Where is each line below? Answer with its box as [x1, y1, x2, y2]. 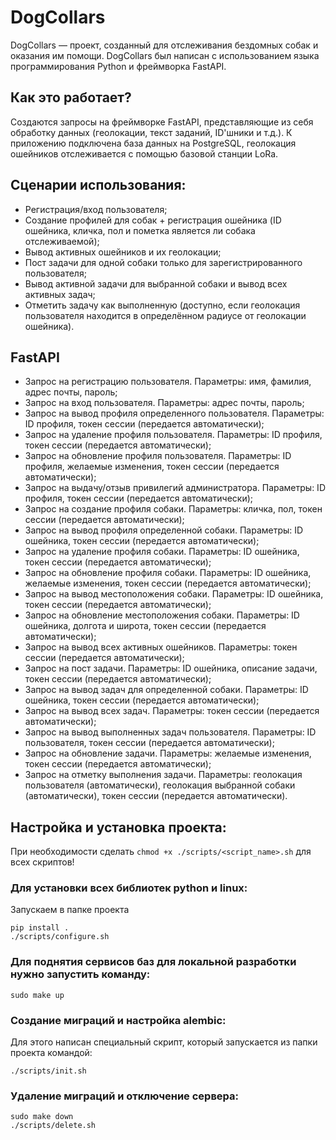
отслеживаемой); [24, 235, 100, 247]
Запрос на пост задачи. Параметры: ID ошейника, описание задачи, [24, 662, 318, 675]
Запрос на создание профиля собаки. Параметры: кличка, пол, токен [24, 503, 323, 515]
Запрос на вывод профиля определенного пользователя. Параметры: [24, 407, 325, 420]
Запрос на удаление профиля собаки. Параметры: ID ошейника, [24, 546, 300, 558]
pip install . [10, 923, 70, 933]
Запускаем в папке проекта [10, 904, 130, 916]
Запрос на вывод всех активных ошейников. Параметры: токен [24, 641, 298, 653]
